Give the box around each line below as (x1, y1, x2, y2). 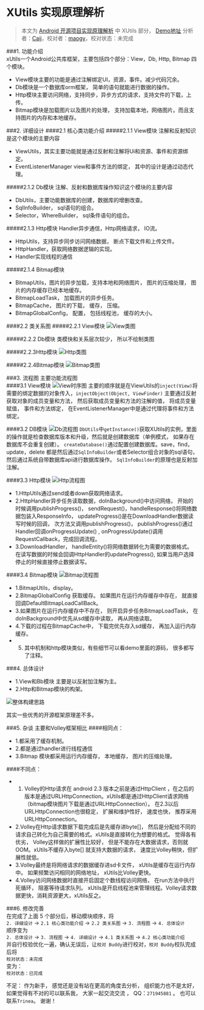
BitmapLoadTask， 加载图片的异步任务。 (15, 294, 118, 301)
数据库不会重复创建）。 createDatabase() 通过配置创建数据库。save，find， (6, 440, 193, 448)
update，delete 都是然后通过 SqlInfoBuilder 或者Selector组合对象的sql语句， (6, 448, 199, 456)
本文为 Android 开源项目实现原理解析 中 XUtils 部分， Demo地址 (21, 27, 181, 34)
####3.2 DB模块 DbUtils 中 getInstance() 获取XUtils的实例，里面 (6, 425, 197, 432)
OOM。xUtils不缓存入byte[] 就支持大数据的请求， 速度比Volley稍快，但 (15, 846, 193, 853)
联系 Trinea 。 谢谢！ (6, 997, 57, 1005)
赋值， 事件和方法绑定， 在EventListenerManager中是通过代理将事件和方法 (6, 404, 194, 412)
